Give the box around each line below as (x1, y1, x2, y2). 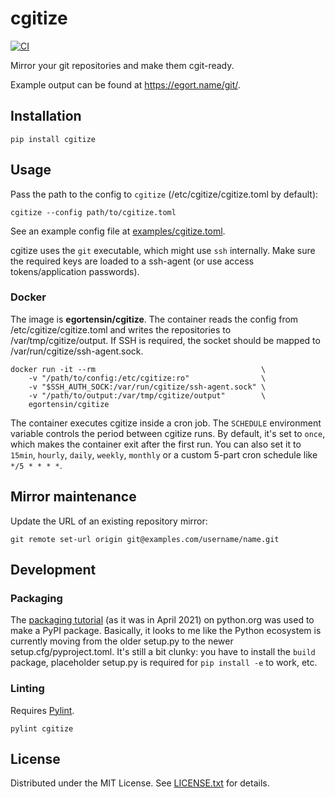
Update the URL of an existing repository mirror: (10, 515, 208, 527)
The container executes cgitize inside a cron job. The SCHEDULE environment (10, 417, 322, 429)
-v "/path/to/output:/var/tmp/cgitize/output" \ (28, 390, 267, 401)
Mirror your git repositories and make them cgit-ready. (10, 59, 235, 71)
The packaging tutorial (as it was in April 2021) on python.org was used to (10, 614, 315, 626)
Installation (10, 108, 82, 125)
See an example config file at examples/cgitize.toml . (10, 225, 226, 237)
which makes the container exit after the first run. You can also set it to (10, 438, 302, 450)
